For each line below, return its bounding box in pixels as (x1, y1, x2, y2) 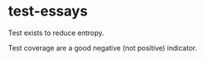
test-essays (8, 2, 88, 20)
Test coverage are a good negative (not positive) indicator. (8, 43, 198, 52)
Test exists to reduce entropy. (8, 28, 104, 37)
